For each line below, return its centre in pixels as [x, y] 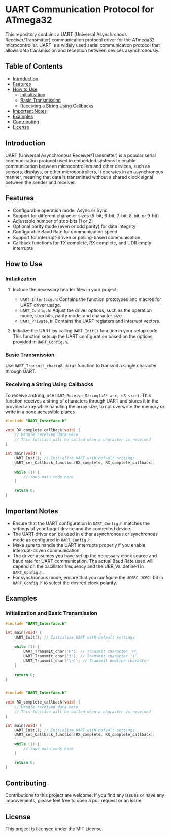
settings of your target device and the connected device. [72, 528]
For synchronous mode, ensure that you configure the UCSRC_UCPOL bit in [88, 577]
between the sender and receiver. [41, 182]
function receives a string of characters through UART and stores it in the [82, 401]
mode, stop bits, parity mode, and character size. [72, 316]
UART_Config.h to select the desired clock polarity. [65, 583]
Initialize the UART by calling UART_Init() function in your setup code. [86, 331]
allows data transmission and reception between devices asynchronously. [82, 50]
